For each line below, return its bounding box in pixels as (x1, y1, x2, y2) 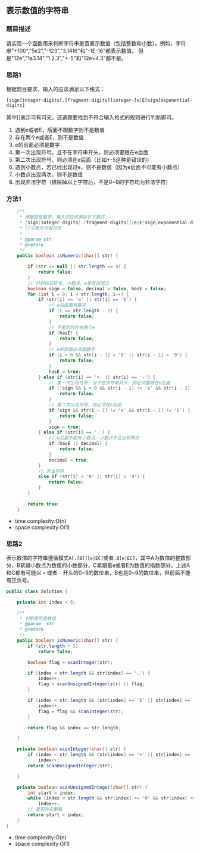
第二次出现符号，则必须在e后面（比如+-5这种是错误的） (14, 156, 152, 163)
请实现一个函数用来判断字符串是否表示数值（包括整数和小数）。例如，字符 (6, 39, 186, 46)
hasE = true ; (48, 368, 82, 375)
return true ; (27, 501, 60, 507)
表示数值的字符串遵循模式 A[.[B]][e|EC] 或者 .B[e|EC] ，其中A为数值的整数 (6, 554, 186, 561)
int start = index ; (27, 790, 76, 796)
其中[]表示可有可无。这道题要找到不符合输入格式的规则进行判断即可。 (6, 114, 177, 121)
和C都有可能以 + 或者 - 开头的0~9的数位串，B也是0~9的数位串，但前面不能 (6, 569, 191, 576)
